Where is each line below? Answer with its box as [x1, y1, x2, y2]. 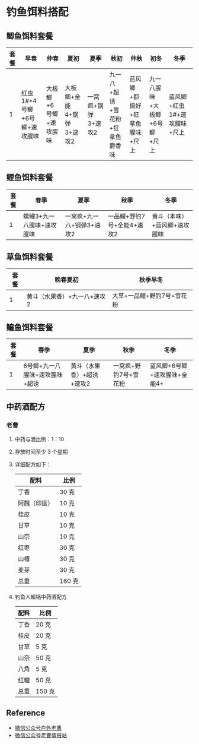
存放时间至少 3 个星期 [14, 448, 68, 455]
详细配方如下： [14, 461, 52, 468]
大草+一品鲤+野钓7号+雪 [112, 292, 181, 300]
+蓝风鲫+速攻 [152, 221, 190, 229]
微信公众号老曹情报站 [14, 732, 67, 739]
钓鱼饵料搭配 [6, 5, 69, 19]
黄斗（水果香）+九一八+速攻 [26, 292, 106, 300]
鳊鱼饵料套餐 [6, 322, 53, 333]
